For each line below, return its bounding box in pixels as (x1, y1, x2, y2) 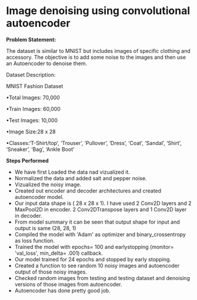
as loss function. (14, 237, 55, 244)
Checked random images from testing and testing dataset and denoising (14, 274, 190, 281)
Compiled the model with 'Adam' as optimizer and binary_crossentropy (14, 231, 186, 238)
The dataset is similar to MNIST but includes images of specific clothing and (6, 47, 191, 54)
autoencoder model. (14, 193, 64, 200)
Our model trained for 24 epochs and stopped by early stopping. (14, 255, 172, 262)
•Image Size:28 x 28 (6, 128, 56, 135)
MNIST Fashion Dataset (6, 82, 64, 89)
